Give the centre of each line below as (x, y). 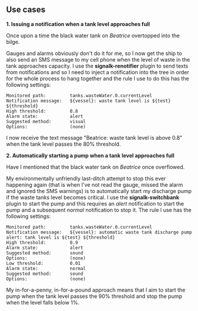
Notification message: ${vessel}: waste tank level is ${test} (88, 101)
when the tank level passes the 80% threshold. (63, 144)
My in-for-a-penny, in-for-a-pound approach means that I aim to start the (96, 290)
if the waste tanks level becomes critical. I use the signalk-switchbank (93, 197)
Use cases (26, 10)
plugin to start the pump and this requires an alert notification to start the (95, 203)
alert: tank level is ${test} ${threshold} (61, 237)
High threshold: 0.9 (42, 242)
